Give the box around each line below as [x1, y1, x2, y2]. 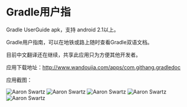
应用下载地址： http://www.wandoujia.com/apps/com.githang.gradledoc [6, 63, 181, 71]
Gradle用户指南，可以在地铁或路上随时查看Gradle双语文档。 [6, 38, 153, 46]
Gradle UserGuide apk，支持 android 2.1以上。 [6, 26, 120, 33]
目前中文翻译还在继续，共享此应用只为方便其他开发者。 [6, 51, 141, 58]
